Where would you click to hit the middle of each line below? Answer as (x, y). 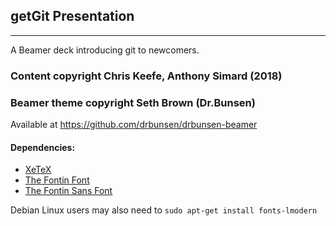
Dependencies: (43, 147)
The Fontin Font (57, 180)
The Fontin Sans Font (68, 191)
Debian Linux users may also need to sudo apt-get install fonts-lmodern (164, 210)
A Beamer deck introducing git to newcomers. (105, 50)
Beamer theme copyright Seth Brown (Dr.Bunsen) (133, 102)
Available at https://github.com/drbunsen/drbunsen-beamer (134, 125)
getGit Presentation (72, 16)
